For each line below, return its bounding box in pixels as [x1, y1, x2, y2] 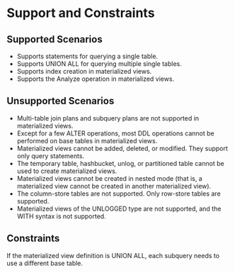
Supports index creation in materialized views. [16, 67, 152, 75]
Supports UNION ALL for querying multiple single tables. [16, 60, 182, 68]
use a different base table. [6, 259, 83, 267]
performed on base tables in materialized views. [16, 136, 158, 145]
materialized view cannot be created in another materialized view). [16, 182, 212, 190]
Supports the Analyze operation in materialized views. [16, 74, 175, 83]
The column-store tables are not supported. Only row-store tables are [16, 189, 221, 198]
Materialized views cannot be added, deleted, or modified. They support [16, 144, 228, 152]
